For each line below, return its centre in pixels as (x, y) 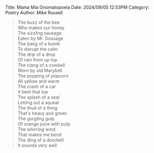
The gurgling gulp (36, 119)
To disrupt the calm (37, 49)
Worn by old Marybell (40, 70)
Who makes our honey (41, 28)
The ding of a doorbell (41, 140)
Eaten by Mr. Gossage (41, 38)
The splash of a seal (38, 97)
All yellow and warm (38, 81)
